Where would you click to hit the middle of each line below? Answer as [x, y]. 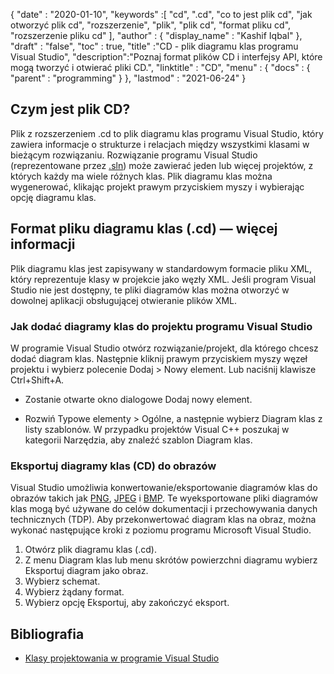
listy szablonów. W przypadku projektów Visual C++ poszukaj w [157, 429]
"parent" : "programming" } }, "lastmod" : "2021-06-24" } [128, 78]
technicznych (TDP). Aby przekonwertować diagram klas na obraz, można [163, 520]
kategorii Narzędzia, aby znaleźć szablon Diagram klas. [138, 440]
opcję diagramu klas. [53, 197]
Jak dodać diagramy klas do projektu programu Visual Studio [161, 326]
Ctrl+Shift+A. [37, 380]
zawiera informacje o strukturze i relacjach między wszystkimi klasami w [160, 144]
